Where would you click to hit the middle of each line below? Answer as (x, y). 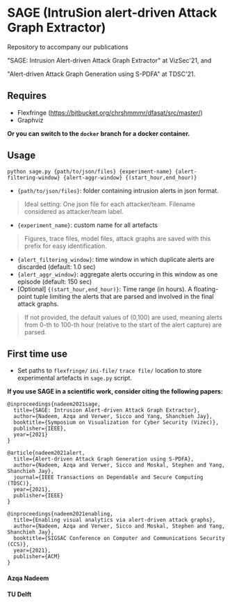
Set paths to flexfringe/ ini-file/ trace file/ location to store (109, 371)
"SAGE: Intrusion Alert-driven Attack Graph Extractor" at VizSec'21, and (109, 60)
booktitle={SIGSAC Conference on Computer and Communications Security (119, 539)
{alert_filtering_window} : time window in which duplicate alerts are (116, 259)
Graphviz (30, 120)
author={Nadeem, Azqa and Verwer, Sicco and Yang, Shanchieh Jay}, (113, 417)
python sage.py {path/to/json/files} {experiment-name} (90, 171)
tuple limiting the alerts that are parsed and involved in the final (124, 296)
